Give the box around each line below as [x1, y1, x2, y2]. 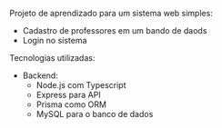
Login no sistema [22, 35, 87, 45]
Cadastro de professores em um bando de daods [22, 25, 207, 35]
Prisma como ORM [35, 99, 107, 110]
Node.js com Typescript [35, 80, 126, 90]
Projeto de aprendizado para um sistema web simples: [9, 8, 214, 18]
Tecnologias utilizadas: [9, 53, 96, 63]
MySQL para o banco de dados [35, 109, 154, 119]
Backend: [22, 70, 59, 81]
